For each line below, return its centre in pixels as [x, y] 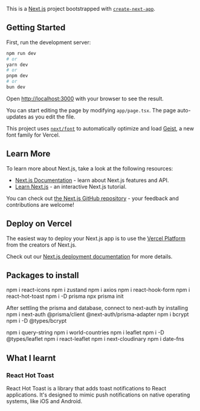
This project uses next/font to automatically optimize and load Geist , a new [100, 128]
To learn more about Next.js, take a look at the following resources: [90, 168]
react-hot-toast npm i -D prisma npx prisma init [65, 296]
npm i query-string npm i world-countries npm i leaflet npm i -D [85, 332]
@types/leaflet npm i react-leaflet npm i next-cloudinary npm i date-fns [95, 339]
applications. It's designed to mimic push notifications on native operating [98, 395]
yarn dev [17, 65]
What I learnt [31, 358]
